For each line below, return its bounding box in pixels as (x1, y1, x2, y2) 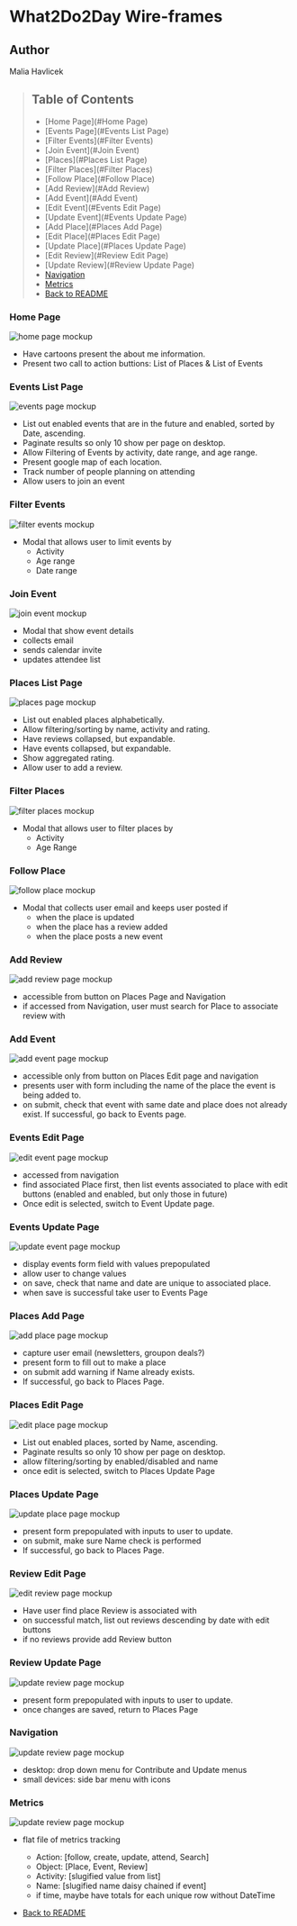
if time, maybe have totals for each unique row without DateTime (35, 1890, 276, 1901)
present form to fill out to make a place (22, 1357, 166, 1368)
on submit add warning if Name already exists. (22, 1367, 195, 1378)
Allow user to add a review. (22, 763, 123, 773)
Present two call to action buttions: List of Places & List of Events (22, 358, 264, 369)
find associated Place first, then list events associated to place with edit (22, 1179, 288, 1189)
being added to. (22, 1090, 82, 1100)
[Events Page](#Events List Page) (44, 125, 169, 136)
